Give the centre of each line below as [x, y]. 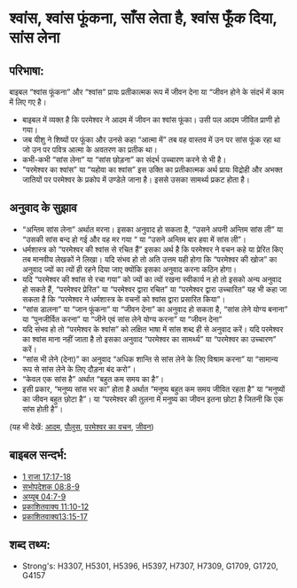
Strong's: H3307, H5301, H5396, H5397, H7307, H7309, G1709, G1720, [150, 566]
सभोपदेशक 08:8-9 [51, 486]
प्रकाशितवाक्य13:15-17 [55, 516]
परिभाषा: [27, 71]
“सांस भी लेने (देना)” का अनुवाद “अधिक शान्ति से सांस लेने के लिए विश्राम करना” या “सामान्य [150, 359]
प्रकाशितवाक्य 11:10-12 [55, 506]
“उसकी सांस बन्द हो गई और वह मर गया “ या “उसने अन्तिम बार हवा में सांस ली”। [134, 239]
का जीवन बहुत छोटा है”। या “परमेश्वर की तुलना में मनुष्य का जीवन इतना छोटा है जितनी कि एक [152, 399]
